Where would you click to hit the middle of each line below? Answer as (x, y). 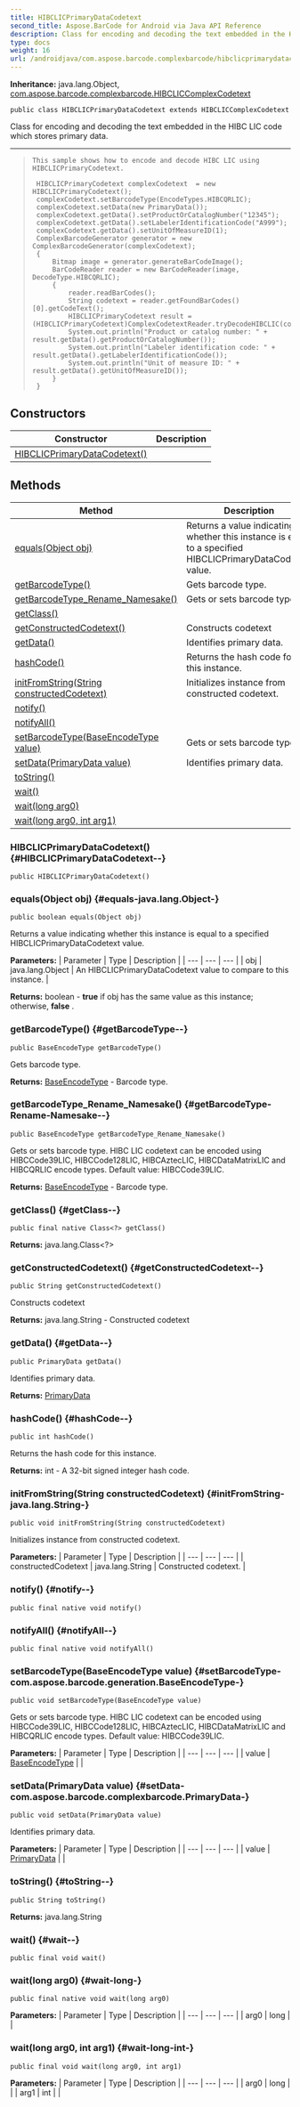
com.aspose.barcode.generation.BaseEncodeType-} (127, 1682)
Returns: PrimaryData (50, 1395)
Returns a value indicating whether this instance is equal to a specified (140, 934)
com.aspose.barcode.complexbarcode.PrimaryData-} (130, 1797)
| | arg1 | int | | (36, 2092)
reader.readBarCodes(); (112, 293)
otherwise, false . (42, 1006)
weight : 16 (30, 51)
